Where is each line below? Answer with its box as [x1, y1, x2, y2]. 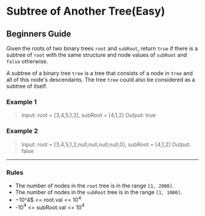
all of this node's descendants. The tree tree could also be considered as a [6, 76, 195, 83]
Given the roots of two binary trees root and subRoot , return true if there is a [6, 45, 198, 52]
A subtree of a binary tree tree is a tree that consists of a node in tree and [6, 70, 193, 77]
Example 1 [6, 98, 37, 106]
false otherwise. [6, 58, 48, 65]
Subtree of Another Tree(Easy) [6, 4, 165, 18]
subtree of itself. [6, 82, 48, 90]
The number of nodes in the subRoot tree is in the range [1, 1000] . [15, 188, 182, 196]
